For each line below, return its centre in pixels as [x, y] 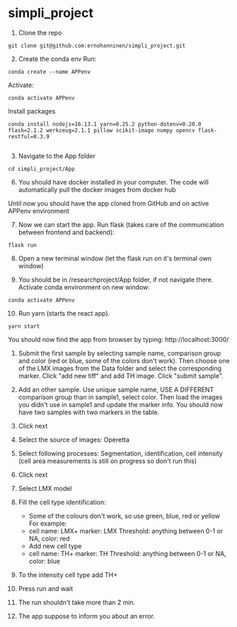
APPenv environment [39, 211]
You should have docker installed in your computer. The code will [114, 182]
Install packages [32, 111]
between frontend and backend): [67, 232]
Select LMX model [45, 488]
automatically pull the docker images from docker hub [97, 189]
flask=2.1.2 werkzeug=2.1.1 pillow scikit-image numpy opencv [102, 130]
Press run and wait [46, 588]
